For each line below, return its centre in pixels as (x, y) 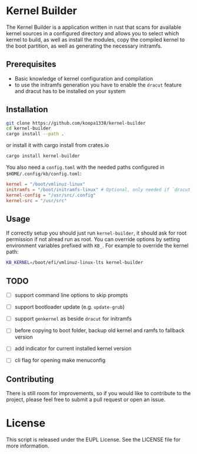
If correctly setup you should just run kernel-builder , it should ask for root (96, 233)
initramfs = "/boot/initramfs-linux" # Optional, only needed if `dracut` (100, 189)
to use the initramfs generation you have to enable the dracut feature (98, 85)
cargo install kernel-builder (43, 156)
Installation (27, 110)
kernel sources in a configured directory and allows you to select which (93, 33)
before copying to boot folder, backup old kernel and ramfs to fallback (99, 331)
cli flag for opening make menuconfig (60, 360)
